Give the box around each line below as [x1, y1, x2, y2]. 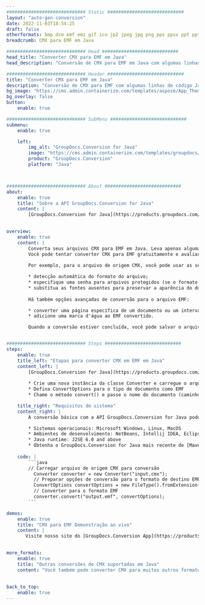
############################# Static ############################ [6, 9, 184, 15]
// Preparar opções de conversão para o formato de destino [33, 476, 190, 483]
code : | [17, 454, 37, 460]
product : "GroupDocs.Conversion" [28, 156, 113, 162]
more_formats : [6, 550, 43, 556]
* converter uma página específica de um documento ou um [28, 307, 179, 314]
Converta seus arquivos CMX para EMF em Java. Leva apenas [28, 246, 182, 252]
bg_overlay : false [6, 94, 53, 100]
